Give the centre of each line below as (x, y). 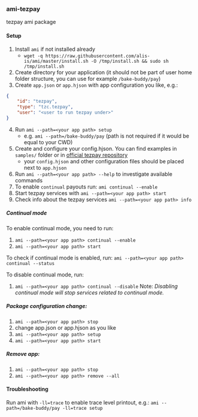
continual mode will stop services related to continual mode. (89, 293)
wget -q (33, 56)
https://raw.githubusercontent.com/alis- (98, 56)
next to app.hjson (45, 168)
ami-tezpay (23, 9)
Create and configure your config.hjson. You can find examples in (96, 148)
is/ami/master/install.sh (56, 61)
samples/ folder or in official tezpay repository (71, 155)
